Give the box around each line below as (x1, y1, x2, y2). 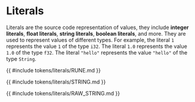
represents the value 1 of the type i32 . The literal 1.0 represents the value (6, 43, 188, 50)
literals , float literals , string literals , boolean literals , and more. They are (6, 30, 186, 37)
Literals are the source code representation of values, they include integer (6, 24, 189, 31)
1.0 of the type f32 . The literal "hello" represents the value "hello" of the (6, 49, 188, 56)
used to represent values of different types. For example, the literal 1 (6, 36, 175, 43)
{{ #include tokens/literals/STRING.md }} (6, 78, 106, 85)
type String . (6, 55, 37, 62)
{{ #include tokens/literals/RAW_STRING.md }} (6, 90, 120, 97)
